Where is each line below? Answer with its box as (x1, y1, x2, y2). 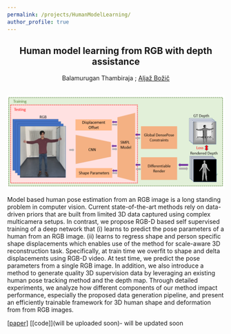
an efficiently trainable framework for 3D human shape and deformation (7, 298, 212, 306)
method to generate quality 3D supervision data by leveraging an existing (7, 268, 216, 277)
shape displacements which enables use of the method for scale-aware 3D (7, 239, 221, 248)
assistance (92, 55, 140, 67)
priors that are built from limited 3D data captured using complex (26, 210, 211, 218)
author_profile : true (7, 18, 70, 26)
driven (7, 210, 26, 218)
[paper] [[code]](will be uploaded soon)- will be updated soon (7, 319, 184, 327)
